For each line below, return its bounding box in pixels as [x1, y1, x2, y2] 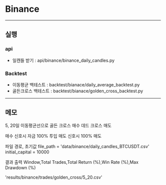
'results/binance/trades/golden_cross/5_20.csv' [5, 174, 103, 180]
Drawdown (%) [5, 164, 36, 171]
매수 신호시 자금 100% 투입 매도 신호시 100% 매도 [5, 133, 102, 139]
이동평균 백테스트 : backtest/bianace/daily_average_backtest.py [12, 81, 140, 87]
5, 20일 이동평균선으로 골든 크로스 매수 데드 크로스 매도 [5, 122, 112, 128]
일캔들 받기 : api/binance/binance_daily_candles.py [12, 57, 115, 63]
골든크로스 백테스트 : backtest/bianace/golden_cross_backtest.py [12, 88, 143, 94]
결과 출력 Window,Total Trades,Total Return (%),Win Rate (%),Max [5, 159, 139, 165]
